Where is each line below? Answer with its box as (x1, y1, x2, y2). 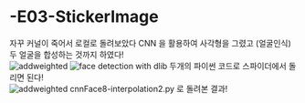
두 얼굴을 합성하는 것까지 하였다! (9, 48, 125, 60)
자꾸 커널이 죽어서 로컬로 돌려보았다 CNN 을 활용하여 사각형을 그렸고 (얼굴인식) (9, 37, 292, 48)
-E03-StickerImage (9, 6, 159, 27)
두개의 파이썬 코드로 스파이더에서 (169, 60, 288, 71)
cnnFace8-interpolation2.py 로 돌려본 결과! (69, 83, 228, 94)
